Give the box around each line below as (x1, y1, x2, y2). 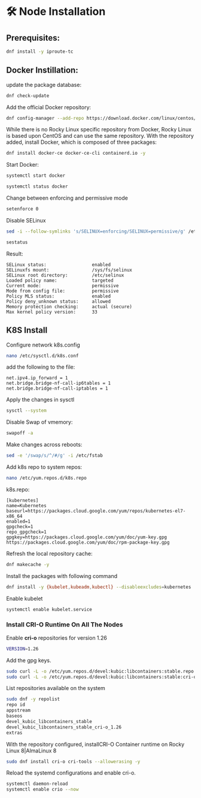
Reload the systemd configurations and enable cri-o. (6, 769, 136, 776)
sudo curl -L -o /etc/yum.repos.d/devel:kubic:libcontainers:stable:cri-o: (6, 674, 199, 680)
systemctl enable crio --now (6, 787, 79, 793)
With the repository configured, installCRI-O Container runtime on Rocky (6, 740, 185, 748)
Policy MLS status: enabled (6, 293, 111, 299)
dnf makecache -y (6, 561, 50, 567)
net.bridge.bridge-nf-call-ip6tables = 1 (6, 380, 111, 387)
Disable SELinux (6, 216, 46, 224)
